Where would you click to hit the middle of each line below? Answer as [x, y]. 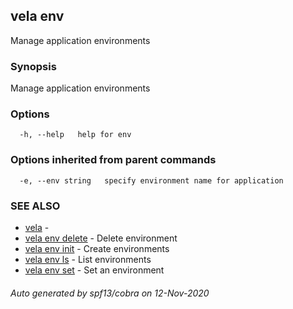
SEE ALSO [35, 206]
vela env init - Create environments [97, 248]
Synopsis [33, 66]
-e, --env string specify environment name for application [151, 180]
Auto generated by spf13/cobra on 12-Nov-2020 [110, 293]
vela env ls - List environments [88, 259]
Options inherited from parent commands [113, 160]
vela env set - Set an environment [94, 270]
